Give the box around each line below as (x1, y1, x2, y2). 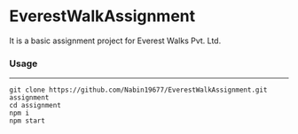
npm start (9, 116, 46, 125)
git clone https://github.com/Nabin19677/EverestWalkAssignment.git (9, 86, 268, 94)
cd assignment (9, 101, 62, 110)
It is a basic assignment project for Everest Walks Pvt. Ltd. (9, 35, 222, 46)
